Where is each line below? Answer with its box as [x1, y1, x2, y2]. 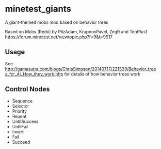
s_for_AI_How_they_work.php [5, 71, 64, 77]
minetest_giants [5, 3, 71, 15]
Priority [12, 108, 27, 114]
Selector [12, 103, 29, 109]
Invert [12, 129, 24, 134]
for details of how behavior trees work [64, 71, 141, 77]
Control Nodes [5, 85, 50, 93]
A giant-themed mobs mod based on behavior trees [5, 19, 109, 25]
